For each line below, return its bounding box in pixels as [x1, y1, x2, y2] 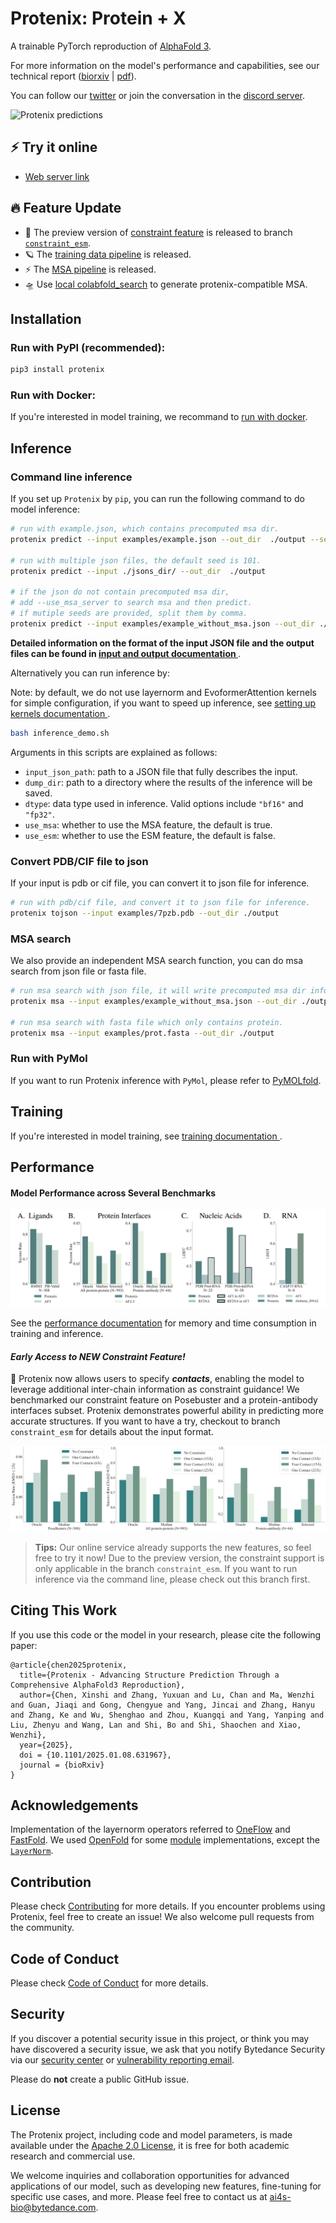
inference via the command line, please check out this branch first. [34, 1573, 311, 1585]
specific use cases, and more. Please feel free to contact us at [10, 2190, 268, 2202]
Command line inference [10, 470, 133, 484]
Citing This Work [10, 1602, 118, 1619]
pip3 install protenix [10, 365, 105, 375]
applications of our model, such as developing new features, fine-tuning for [10, 2180, 322, 2192]
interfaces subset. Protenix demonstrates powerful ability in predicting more [10, 1405, 324, 1417]
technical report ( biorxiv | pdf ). [10, 70, 137, 82]
